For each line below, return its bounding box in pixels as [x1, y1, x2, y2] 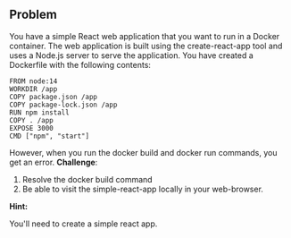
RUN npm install [9, 107, 70, 117]
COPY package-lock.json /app [9, 100, 118, 109]
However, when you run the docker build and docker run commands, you [9, 147, 278, 157]
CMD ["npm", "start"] [9, 132, 90, 140]
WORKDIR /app [9, 84, 58, 93]
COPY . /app [9, 115, 54, 124]
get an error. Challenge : [9, 157, 98, 167]
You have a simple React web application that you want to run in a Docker [9, 30, 280, 41]
